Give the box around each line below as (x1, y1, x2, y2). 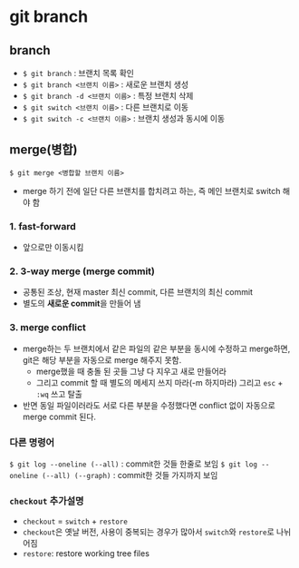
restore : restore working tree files (22, 548, 149, 559)
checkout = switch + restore (22, 515, 129, 527)
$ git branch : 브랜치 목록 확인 (22, 68, 134, 78)
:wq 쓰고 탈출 (35, 388, 83, 399)
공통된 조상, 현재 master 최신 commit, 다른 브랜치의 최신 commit (22, 287, 254, 298)
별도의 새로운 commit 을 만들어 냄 (22, 298, 141, 309)
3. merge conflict (9, 321, 86, 334)
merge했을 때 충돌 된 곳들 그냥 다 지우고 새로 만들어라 (35, 366, 227, 377)
